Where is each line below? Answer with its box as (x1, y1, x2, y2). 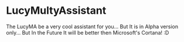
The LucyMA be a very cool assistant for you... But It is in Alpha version (6, 23, 179, 30)
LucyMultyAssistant (6, 4, 107, 17)
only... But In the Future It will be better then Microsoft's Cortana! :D (6, 29, 169, 36)
